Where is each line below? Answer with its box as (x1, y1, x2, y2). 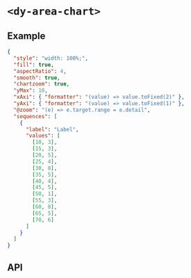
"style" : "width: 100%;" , (13, 54, 89, 62)
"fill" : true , (13, 61, 54, 68)
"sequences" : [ (13, 113, 58, 120)
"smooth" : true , (13, 74, 60, 81)
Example (7, 30, 46, 42)
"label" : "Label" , (25, 126, 79, 133)
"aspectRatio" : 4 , (13, 67, 67, 74)
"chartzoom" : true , (13, 81, 70, 88)
